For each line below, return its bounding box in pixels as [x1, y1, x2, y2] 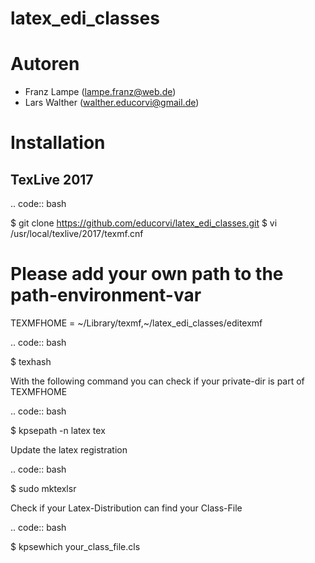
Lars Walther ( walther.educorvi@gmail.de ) [24, 97, 200, 109]
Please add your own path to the [10, 263, 284, 286]
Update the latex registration [10, 444, 128, 456]
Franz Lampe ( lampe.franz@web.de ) [24, 86, 177, 98]
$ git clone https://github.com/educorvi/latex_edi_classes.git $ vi [10, 217, 278, 229]
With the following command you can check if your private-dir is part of [10, 375, 305, 387]
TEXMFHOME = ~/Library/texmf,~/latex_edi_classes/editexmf [10, 317, 263, 329]
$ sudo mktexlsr [10, 483, 77, 495]
